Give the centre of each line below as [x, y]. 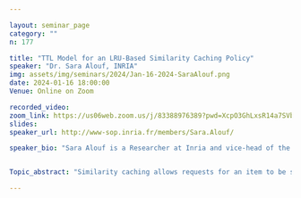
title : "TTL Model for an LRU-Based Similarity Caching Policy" [132, 58]
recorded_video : [39, 107]
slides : [24, 124]
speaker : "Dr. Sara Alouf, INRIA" [74, 66]
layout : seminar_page [50, 25]
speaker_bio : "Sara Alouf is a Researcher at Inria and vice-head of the [150, 148]
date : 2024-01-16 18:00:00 [60, 83]
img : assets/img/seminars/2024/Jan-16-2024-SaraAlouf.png [120, 75]
